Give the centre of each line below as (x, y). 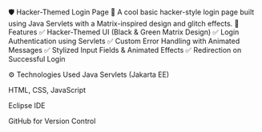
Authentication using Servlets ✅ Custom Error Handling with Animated (124, 41)
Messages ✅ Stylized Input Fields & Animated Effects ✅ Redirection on (125, 50)
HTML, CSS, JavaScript (47, 90)
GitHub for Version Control (52, 121)
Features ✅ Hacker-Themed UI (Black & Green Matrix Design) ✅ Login (124, 32)
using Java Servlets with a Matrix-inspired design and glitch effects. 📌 (124, 24)
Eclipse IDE (27, 106)
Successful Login (37, 59)
